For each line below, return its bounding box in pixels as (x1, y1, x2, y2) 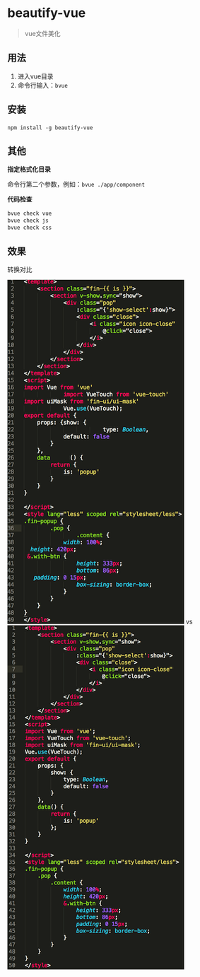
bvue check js (7, 217, 49, 224)
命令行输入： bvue (17, 81, 69, 89)
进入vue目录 (17, 72, 54, 81)
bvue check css (7, 224, 52, 231)
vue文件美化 (24, 29, 61, 37)
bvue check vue (7, 210, 52, 217)
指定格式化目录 (7, 165, 51, 174)
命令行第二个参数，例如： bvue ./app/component (7, 180, 146, 189)
